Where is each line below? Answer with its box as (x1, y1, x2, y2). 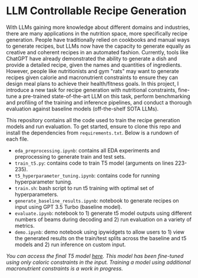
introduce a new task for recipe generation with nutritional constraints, (6, 86, 177, 93)
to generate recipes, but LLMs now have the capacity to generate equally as (6, 42, 191, 50)
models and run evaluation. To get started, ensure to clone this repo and (6, 123, 181, 130)
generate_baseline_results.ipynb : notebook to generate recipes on (14, 197, 179, 204)
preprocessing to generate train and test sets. (14, 153, 126, 160)
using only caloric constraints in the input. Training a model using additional (6, 259, 191, 266)
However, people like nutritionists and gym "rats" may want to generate (6, 67, 180, 74)
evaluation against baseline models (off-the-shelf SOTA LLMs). (6, 105, 159, 112)
